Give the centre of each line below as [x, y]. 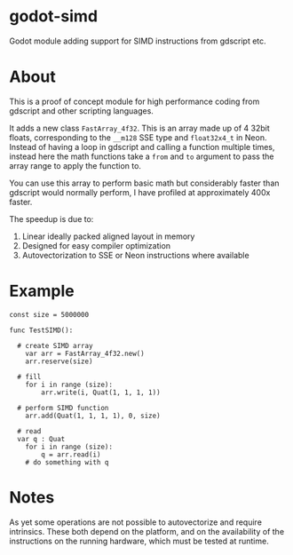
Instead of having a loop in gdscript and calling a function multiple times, [142, 147]
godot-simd [54, 16]
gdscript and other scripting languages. [81, 111]
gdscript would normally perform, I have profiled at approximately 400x [140, 192]
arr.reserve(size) [59, 361]
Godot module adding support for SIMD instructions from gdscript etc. [138, 41]
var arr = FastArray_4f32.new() [85, 353]
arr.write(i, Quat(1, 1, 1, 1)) [101, 392]
